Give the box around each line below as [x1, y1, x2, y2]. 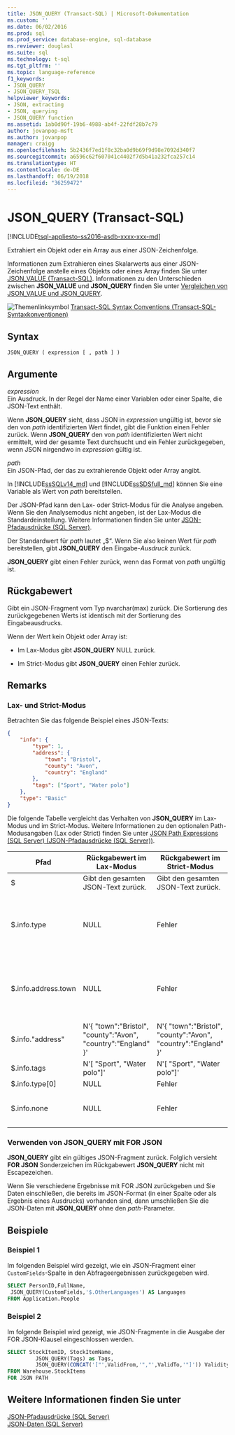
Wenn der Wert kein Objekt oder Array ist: [7, 632, 128, 641]
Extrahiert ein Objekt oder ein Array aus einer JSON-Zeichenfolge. [7, 246, 199, 255]
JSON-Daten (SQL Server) [7, 1420, 83, 1428]
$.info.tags [10, 1063, 46, 1073]
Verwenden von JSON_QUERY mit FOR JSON [7, 1137, 162, 1147]
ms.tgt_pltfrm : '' [7, 62, 61, 69]
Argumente [7, 369, 58, 380]
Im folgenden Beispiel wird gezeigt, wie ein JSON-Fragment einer [7, 1261, 196, 1269]
